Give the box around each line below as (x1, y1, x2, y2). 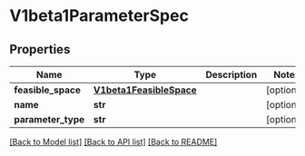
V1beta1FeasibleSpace (93, 83, 197, 96)
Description (205, 69, 258, 81)
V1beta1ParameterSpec (9, 5, 189, 26)
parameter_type (14, 113, 85, 125)
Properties (9, 42, 71, 57)
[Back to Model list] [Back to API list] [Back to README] (9, 137, 218, 147)
